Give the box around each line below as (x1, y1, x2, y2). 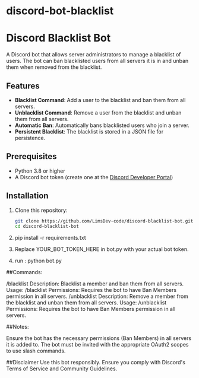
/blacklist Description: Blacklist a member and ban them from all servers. (6, 280, 184, 287)
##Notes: (6, 323, 29, 331)
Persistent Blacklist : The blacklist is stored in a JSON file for (14, 128, 164, 135)
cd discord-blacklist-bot (14, 224, 79, 230)
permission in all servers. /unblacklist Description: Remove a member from (6, 293, 189, 300)
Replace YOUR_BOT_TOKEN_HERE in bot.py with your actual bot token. (14, 246, 189, 253)
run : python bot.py (14, 257, 62, 265)
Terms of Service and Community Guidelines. (6, 365, 118, 372)
